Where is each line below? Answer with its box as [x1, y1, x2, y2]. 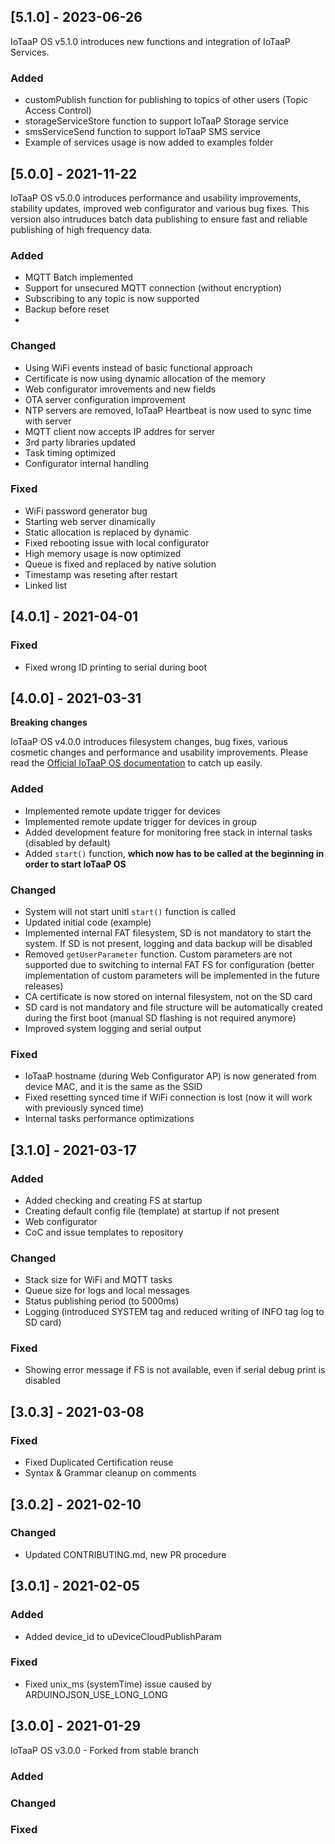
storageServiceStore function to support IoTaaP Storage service [24, 115, 289, 127]
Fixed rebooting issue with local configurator [24, 536, 210, 549]
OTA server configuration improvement [24, 393, 186, 405]
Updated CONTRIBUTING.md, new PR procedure [24, 1548, 227, 1560]
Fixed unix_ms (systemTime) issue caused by [24, 1678, 212, 1690]
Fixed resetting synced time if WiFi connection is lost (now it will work [24, 1091, 313, 1104]
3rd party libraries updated [24, 436, 136, 448]
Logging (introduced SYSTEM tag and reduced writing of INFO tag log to [24, 1306, 325, 1318]
